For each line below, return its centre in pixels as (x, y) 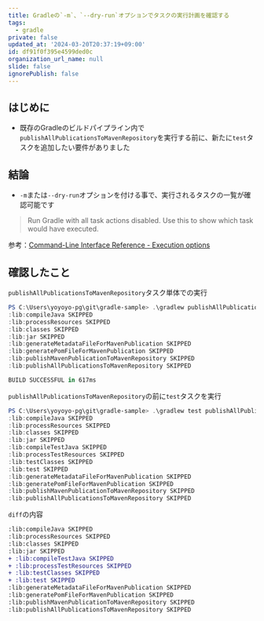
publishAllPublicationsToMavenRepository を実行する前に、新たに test (133, 137)
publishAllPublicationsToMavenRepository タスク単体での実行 (108, 293)
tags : (17, 23)
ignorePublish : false (44, 74)
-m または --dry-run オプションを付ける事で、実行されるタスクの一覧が (132, 195)
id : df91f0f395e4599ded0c (50, 52)
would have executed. (63, 229)
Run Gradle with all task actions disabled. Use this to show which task (140, 221)
